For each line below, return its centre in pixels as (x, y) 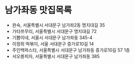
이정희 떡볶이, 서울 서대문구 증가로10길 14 (53, 43)
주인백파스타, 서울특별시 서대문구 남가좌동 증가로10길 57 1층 (71, 50)
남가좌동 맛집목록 (38, 10)
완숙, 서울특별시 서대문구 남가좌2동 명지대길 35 (58, 25)
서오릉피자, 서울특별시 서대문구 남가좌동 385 (56, 56)
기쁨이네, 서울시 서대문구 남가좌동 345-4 (52, 37)
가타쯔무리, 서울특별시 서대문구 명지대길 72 (54, 31)
